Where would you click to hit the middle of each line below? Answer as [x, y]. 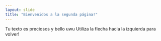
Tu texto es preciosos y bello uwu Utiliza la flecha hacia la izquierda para [80, 28]
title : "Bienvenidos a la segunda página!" [52, 14]
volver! [12, 34]
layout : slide [20, 10]
